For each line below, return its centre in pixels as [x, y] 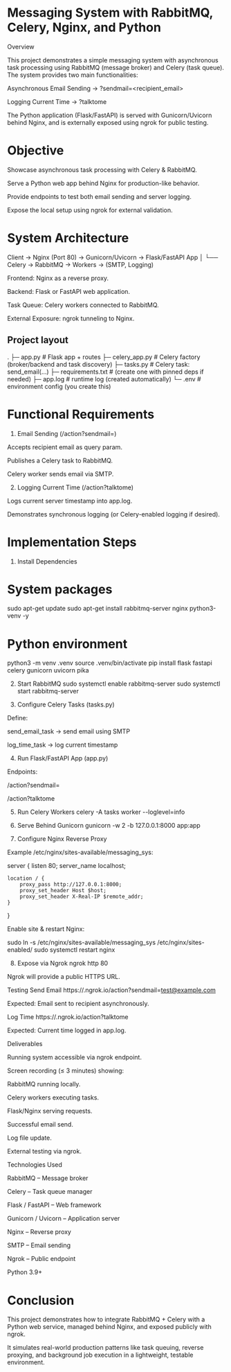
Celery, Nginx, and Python [84, 27]
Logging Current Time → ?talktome [57, 101]
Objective [36, 151]
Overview [21, 46]
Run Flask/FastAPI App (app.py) [63, 758]
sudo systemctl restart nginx [74, 950]
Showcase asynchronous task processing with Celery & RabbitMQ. [102, 170]
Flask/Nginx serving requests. [50, 1111]
